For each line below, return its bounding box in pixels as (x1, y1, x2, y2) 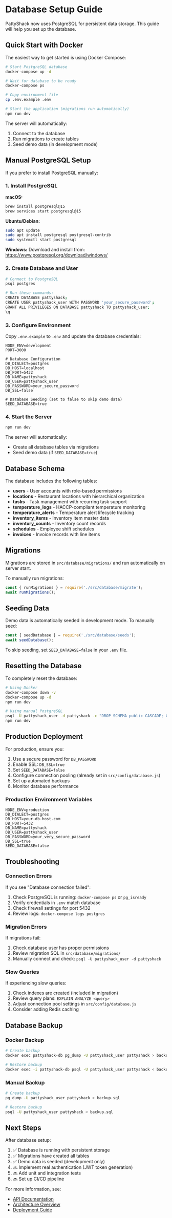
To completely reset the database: (5, 675, 78, 681)
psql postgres (5, 281, 36, 286)
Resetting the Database (5, 661, 82, 670)
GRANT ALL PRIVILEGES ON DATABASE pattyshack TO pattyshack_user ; (5, 305, 150, 310)
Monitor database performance (12, 783, 79, 789)
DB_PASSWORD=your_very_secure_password (5, 835, 91, 840)
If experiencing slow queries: (5, 980, 67, 986)
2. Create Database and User (5, 265, 78, 272)
